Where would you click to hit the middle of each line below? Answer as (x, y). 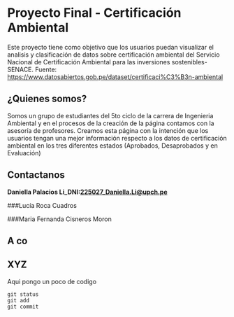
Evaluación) (24, 153)
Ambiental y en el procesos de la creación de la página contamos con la (111, 123)
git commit (23, 307)
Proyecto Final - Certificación (94, 13)
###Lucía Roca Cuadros (42, 205)
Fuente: (46, 69)
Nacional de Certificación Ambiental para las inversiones (89, 62)
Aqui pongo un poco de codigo (52, 281)
